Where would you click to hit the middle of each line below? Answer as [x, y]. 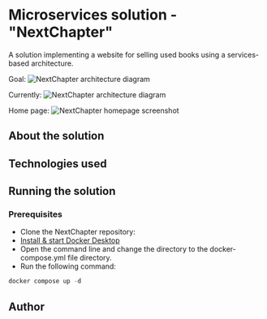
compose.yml [43, 258]
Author [26, 306]
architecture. [52, 63]
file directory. [90, 258]
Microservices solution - [93, 15]
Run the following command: [68, 266]
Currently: [25, 94]
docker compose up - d [45, 282]
